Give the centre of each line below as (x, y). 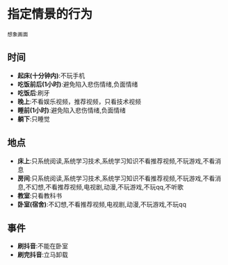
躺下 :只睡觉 (33, 119)
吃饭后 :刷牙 (33, 93)
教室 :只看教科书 (40, 196)
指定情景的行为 (50, 14)
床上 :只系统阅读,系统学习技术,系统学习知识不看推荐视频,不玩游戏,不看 (116, 161)
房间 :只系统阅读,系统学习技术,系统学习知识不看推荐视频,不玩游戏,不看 (116, 178)
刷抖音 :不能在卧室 (42, 246)
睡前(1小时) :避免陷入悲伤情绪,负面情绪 (72, 110)
